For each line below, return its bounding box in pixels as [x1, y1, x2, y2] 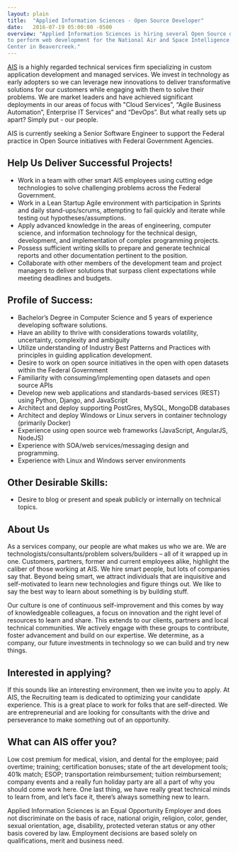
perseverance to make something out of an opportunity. [7, 716, 171, 725]
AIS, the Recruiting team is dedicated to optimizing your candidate [7, 693, 200, 702]
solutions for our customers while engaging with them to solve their [7, 86, 204, 93]
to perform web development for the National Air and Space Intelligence [7, 37, 230, 44]
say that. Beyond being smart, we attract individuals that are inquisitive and [7, 572, 227, 581]
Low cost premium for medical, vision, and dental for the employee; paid [7, 755, 219, 763]
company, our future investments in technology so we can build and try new [7, 639, 229, 647]
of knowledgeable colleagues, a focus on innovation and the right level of [7, 608, 222, 617]
